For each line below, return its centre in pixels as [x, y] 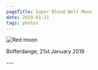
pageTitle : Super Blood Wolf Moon [49, 12]
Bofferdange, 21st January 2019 [45, 51]
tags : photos [22, 23]
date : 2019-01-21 [28, 17]
